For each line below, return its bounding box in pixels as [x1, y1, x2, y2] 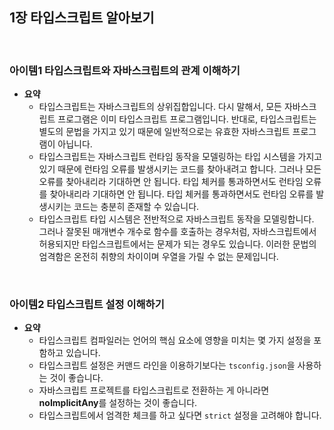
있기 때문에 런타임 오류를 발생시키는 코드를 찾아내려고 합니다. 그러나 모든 [38, 163, 322, 175]
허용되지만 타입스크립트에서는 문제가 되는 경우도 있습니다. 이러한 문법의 [38, 238, 317, 250]
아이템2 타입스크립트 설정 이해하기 [9, 298, 165, 312]
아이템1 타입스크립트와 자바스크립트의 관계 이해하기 [9, 63, 241, 77]
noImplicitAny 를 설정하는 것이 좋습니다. [38, 397, 198, 409]
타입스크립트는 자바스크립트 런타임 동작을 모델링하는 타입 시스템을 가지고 [38, 151, 323, 163]
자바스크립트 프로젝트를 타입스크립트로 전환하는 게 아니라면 [38, 384, 270, 397]
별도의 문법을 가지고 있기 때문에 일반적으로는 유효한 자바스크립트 [38, 126, 291, 138]
